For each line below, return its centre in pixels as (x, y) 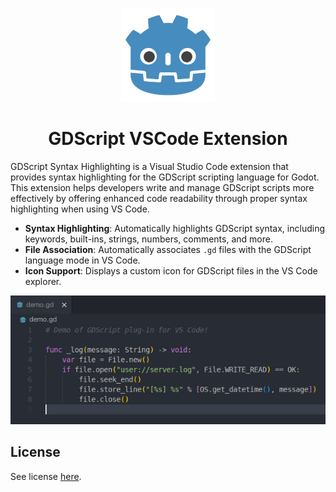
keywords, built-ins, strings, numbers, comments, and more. (148, 239)
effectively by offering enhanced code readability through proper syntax (159, 198)
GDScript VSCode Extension (168, 139)
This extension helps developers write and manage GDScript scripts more (162, 187)
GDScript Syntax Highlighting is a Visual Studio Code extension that (149, 166)
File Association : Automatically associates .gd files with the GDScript (168, 249)
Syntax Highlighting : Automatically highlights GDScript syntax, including (174, 228)
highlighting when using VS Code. (80, 209)
